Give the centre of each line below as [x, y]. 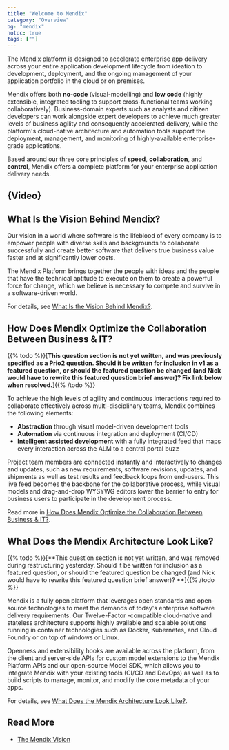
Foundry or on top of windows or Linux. [63, 637]
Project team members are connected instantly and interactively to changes [115, 462]
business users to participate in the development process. [90, 499]
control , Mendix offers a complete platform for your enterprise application [112, 167]
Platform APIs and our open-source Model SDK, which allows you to [104, 665]
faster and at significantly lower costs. [61, 258]
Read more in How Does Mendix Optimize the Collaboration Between [105, 512]
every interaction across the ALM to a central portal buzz [98, 449]
